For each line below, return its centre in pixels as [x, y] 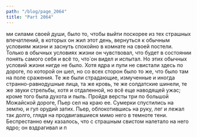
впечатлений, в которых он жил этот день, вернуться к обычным [88, 40]
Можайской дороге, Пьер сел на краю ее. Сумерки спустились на [90, 102]
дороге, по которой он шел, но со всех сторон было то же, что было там [97, 71]
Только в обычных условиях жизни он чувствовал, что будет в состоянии [99, 52]
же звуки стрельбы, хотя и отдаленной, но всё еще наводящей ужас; [94, 90]
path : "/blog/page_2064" [36, 11]
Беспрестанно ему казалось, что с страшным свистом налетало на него [98, 121]
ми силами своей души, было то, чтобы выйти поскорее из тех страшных [98, 34]
